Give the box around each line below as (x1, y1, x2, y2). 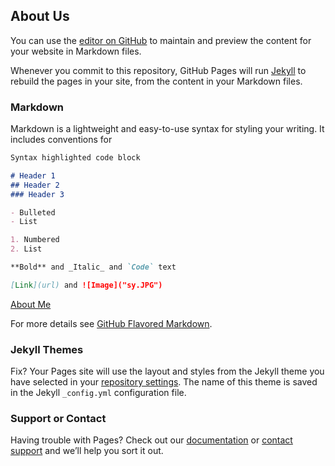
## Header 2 (10, 180, 60, 190)
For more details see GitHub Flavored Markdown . (10, 317, 213, 329)
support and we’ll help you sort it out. (10, 445, 164, 457)
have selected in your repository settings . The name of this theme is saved (10, 376, 318, 388)
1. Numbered (10, 235, 60, 245)
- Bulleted (10, 207, 56, 218)
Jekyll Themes (10, 342, 84, 356)
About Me (10, 298, 52, 310)
